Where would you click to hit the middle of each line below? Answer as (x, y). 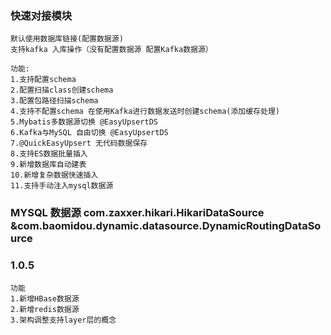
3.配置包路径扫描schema (54, 101)
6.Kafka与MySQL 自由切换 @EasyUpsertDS (89, 133)
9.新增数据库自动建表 (48, 165)
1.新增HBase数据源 (45, 298)
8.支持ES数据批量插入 (49, 154)
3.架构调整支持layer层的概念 (63, 320)
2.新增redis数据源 (45, 309)
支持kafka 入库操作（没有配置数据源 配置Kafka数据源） (111, 50)
